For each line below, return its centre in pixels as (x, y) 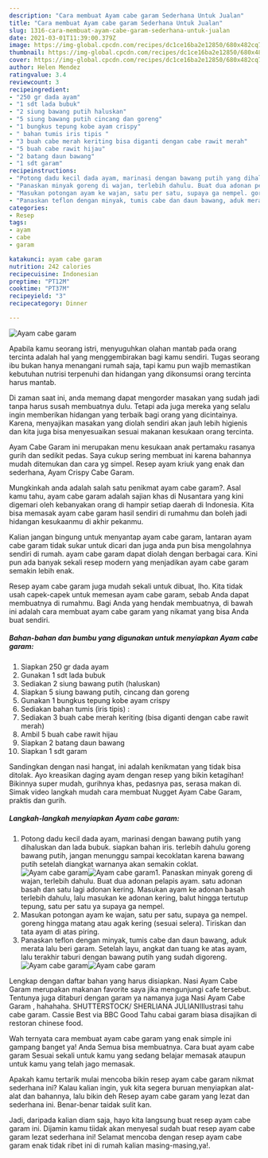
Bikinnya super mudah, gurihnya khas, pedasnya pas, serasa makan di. (125, 783)
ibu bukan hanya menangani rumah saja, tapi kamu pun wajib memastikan (130, 365)
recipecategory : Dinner (49, 304)
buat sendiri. (29, 620)
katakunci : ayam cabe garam (56, 259)
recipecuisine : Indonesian (54, 274)
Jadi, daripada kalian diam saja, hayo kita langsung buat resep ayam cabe (130, 1120)
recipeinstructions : (43, 171)
